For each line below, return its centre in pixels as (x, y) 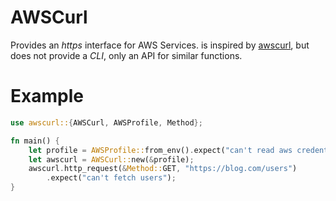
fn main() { (35, 141)
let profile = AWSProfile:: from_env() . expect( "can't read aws (160, 150)
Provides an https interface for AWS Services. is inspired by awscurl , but (160, 45)
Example (47, 96)
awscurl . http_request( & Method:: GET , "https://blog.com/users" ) (163, 169)
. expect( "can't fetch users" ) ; (111, 178)
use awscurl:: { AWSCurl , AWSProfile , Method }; (106, 122)
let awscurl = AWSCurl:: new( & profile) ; (111, 159)
